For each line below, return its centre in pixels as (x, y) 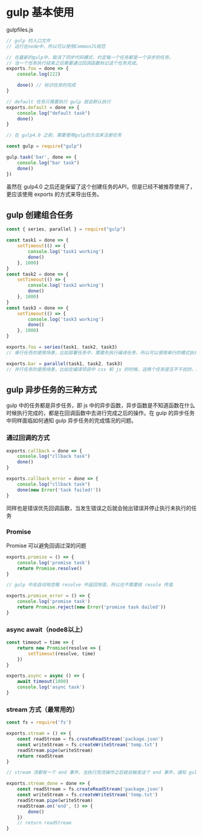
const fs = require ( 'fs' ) (39, 722)
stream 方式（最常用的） (42, 709)
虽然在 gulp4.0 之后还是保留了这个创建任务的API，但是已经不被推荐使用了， (101, 186)
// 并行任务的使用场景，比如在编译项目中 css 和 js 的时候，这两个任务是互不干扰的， (101, 369)
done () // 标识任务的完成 (47, 86)
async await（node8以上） (46, 630)
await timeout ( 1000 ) (43, 682)
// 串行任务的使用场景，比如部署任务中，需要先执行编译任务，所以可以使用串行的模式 (98, 352)
